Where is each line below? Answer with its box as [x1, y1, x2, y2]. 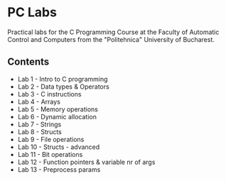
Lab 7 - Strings [17, 120, 62, 128]
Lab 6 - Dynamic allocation [17, 112, 97, 121]
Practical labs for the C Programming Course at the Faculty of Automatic [7, 28, 220, 36]
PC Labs [7, 4, 57, 21]
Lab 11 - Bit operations [17, 150, 83, 158]
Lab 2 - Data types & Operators [17, 82, 110, 91]
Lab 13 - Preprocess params [17, 165, 101, 174]
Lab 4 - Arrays [17, 97, 60, 106]
